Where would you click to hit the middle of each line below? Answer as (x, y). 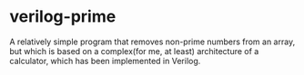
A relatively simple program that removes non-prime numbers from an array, (152, 42)
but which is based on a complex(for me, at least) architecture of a (134, 51)
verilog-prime (63, 17)
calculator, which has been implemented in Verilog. (105, 61)
